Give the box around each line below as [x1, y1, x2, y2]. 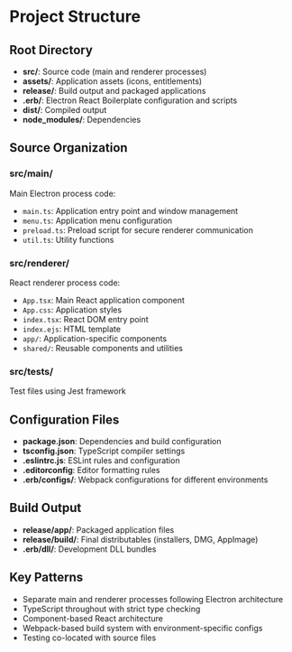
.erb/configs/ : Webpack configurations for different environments [22, 474, 269, 485]
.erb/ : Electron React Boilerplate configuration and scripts [22, 95, 238, 106]
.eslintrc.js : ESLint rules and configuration [22, 455, 180, 466]
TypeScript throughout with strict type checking [22, 603, 201, 614]
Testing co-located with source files [22, 632, 157, 643]
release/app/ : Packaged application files [22, 524, 175, 535]
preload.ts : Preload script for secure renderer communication [22, 224, 254, 236]
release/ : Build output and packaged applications [22, 86, 206, 96]
